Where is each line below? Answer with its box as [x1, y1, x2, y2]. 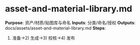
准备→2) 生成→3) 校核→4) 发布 [12, 35, 76, 41]
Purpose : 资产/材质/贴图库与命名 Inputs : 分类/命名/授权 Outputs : [5, 20, 136, 25]
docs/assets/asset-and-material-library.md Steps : [5, 25, 106, 31]
